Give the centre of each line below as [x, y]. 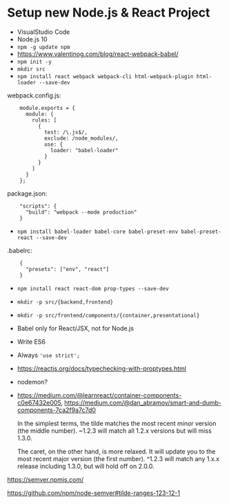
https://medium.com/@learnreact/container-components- [99, 395]
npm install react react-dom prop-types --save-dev [93, 288]
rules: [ [44, 120]
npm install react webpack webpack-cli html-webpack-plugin [105, 76]
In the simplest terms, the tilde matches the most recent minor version [117, 423]
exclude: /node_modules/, [81, 138]
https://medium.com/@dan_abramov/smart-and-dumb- [143, 402]
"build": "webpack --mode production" [81, 212]
